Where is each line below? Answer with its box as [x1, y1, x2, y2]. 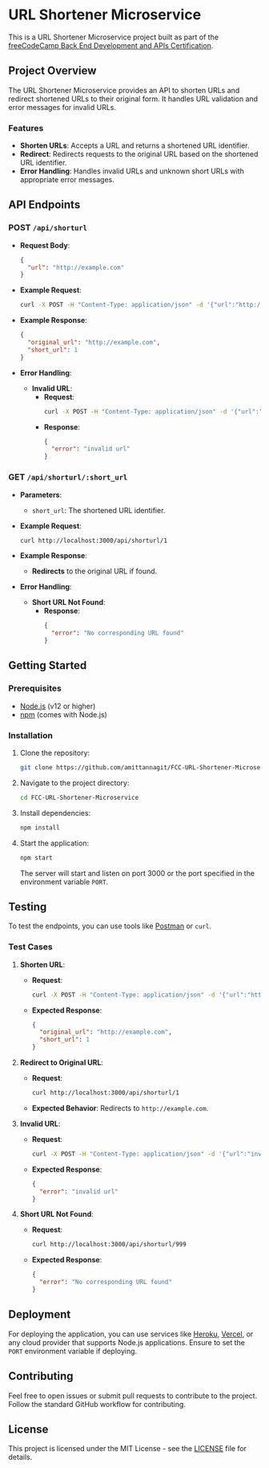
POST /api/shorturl [8, 222, 88, 234]
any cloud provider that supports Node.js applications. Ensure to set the [8, 1337, 246, 1347]
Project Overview [8, 64, 97, 78]
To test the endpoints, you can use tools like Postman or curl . [8, 921, 212, 931]
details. [8, 1452, 33, 1462]
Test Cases [8, 941, 54, 952]
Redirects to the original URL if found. [31, 566, 158, 576]
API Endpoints [8, 198, 81, 212]
